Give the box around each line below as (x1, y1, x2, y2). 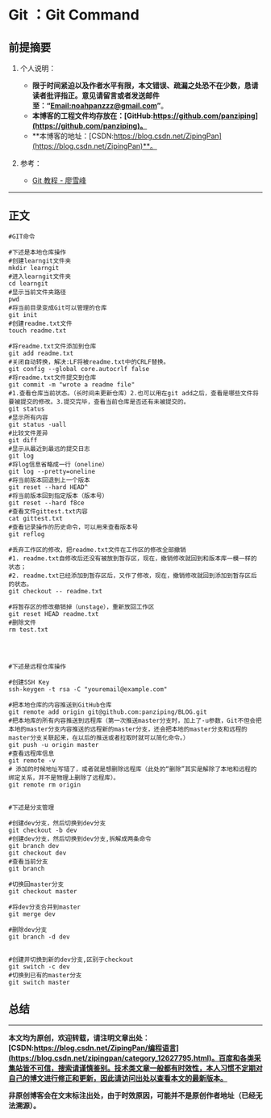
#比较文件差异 (8, 428, 48, 437)
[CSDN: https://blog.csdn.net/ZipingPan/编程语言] (8, 1043, 179, 1053)
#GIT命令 (8, 232, 35, 241)
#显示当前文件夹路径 (8, 288, 67, 296)
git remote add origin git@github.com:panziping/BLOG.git (8, 707, 207, 716)
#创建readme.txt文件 (8, 319, 73, 327)
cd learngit (8, 279, 48, 288)
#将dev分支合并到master (8, 903, 81, 911)
